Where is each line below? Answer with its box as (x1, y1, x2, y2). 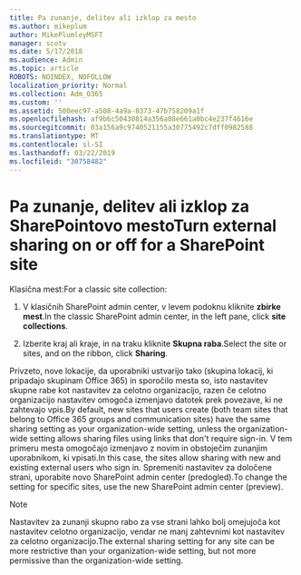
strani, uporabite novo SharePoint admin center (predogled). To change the (9, 471, 287, 482)
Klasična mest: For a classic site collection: (9, 283, 168, 295)
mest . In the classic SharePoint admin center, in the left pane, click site (22, 311, 286, 322)
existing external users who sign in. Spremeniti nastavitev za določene (9, 462, 272, 473)
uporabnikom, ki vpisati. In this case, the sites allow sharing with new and (9, 452, 281, 463)
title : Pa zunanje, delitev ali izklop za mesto (9, 13, 197, 23)
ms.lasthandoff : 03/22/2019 (9, 148, 116, 157)
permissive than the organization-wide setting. (9, 555, 184, 566)
